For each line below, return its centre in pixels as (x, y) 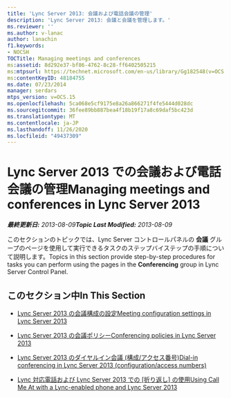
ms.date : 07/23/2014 (37, 84)
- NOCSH (18, 53)
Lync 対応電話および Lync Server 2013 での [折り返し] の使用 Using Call (118, 379)
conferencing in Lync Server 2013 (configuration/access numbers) (112, 365)
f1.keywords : (26, 46)
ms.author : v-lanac (35, 33)
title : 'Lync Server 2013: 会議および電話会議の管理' (80, 13)
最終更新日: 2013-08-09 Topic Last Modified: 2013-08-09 (90, 225)
